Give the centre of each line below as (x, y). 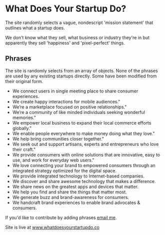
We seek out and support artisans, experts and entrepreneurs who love (85, 144)
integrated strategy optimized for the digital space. (65, 170)
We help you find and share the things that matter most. (70, 192)
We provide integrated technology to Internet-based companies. (78, 176)
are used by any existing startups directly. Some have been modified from (81, 76)
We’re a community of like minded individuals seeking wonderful (79, 112)
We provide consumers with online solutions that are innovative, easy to (86, 154)
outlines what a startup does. (35, 27)
